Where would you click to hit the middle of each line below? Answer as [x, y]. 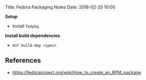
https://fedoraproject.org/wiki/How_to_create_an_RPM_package [76, 72]
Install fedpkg [25, 26]
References [23, 61]
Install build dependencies [33, 36]
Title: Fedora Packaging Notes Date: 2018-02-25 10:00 [60, 7]
